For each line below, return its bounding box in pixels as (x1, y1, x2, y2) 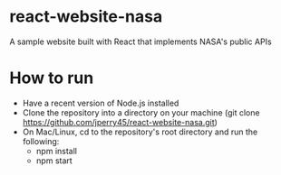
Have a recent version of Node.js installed (22, 97, 179, 108)
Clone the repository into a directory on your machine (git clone (22, 106, 260, 118)
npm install (35, 145, 77, 156)
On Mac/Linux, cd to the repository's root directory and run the (22, 126, 258, 137)
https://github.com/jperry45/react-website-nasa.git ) (22, 116, 218, 127)
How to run (9, 68, 94, 88)
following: (22, 135, 60, 146)
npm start (35, 155, 73, 166)
